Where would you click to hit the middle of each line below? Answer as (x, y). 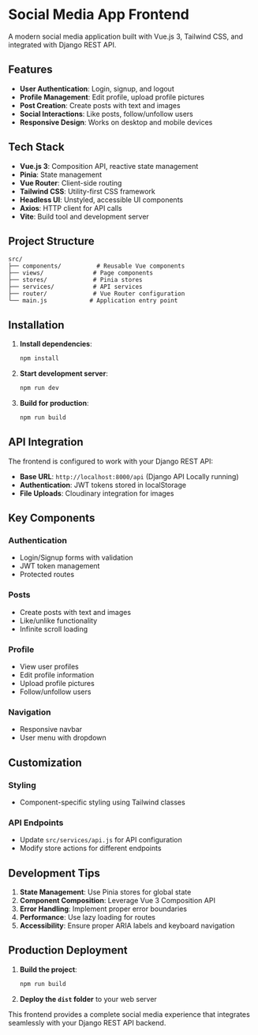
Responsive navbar (51, 729)
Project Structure (51, 241)
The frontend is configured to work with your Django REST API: (111, 461)
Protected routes (47, 575)
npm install (39, 358)
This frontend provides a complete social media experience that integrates (129, 1014)
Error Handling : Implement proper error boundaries (103, 909)
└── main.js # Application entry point (93, 301)
